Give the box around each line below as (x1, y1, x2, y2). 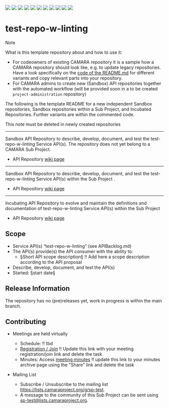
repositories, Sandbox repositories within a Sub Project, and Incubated (5, 106, 152, 112)
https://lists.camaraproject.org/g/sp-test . (20, 387, 105, 393)
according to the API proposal (20, 259, 82, 265)
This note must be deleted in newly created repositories (5, 121, 121, 127)
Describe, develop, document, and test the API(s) (12, 264, 115, 270)
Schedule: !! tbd (20, 341, 53, 347)
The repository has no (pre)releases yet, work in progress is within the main (5, 297, 162, 303)
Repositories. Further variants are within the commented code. (5, 111, 135, 118)
